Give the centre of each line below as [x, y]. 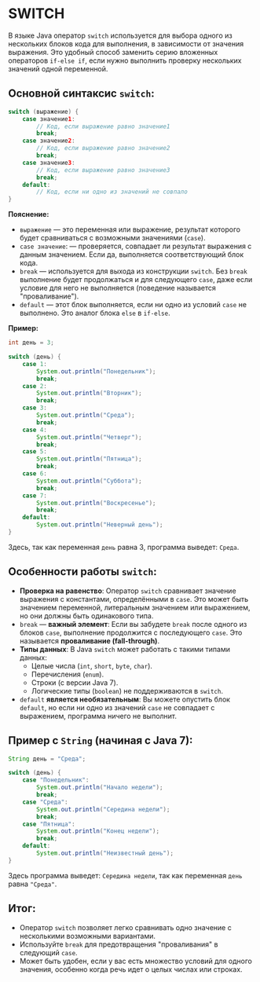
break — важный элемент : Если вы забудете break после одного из [133, 624]
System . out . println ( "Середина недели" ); [103, 809]
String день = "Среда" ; [47, 759]
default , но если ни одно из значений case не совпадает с [117, 707]
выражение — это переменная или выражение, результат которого [130, 229]
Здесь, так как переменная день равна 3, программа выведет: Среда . [124, 547]
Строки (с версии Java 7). [75, 682]
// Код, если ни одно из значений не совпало [112, 192]
